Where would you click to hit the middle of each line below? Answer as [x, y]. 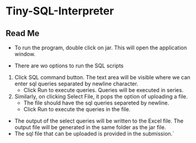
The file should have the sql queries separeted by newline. [96, 103]
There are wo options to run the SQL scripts [69, 65]
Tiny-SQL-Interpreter [60, 11]
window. [25, 54]
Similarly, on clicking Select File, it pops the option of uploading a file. [101, 96]
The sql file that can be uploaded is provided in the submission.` [94, 134]
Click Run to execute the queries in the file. [77, 109]
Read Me [23, 33]
